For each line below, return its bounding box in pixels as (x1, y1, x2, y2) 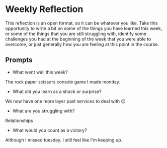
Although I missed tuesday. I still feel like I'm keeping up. (5, 136, 123, 143)
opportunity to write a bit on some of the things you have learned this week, (5, 25, 162, 31)
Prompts (5, 56, 33, 64)
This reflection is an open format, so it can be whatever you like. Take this (5, 20, 158, 26)
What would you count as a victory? (12, 127, 87, 133)
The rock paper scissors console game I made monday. (5, 78, 121, 84)
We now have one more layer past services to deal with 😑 (5, 98, 126, 104)
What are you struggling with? (12, 107, 75, 113)
